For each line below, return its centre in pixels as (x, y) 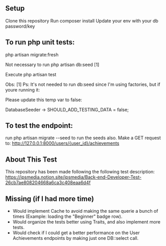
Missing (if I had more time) (50, 199)
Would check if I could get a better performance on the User (76, 233)
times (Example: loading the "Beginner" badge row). (67, 216)
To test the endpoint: (39, 126)
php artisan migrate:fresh (32, 54)
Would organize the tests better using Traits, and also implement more (87, 222)
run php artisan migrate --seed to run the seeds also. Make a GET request (83, 138)
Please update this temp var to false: (44, 100)
